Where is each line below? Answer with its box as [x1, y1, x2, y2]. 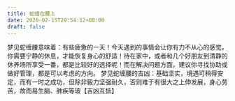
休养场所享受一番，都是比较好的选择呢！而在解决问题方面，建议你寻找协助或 [7, 61, 228, 69]
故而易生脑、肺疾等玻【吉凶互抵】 [19, 86, 117, 95]
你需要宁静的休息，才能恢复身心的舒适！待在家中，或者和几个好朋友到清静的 [7, 52, 228, 60]
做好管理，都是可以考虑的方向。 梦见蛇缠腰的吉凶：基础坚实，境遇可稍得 [7, 69, 218, 77]
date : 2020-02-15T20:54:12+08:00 [7, 17, 105, 24]
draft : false [7, 23, 45, 30]
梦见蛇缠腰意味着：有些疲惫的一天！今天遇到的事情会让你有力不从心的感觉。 [7, 43, 228, 52]
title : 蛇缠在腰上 [7, 10, 56, 17]
